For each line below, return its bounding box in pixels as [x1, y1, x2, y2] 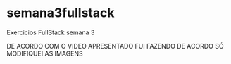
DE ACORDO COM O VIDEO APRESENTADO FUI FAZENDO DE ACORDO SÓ [6, 41, 224, 50]
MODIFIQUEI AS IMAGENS [6, 49, 84, 58]
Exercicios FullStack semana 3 [6, 28, 95, 37]
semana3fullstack [6, 5, 115, 21]
